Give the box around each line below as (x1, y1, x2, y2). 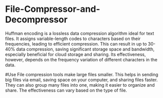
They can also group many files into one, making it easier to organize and (5, 82, 155, 88)
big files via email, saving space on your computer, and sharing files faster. (5, 77, 158, 83)
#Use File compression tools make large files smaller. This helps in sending (5, 71, 159, 77)
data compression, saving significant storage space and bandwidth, (16, 46, 155, 52)
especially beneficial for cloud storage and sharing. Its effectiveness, (5, 51, 146, 57)
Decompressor (5, 14, 68, 25)
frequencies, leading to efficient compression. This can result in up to (5, 41, 147, 47)
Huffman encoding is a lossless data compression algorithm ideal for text (5, 30, 155, 36)
